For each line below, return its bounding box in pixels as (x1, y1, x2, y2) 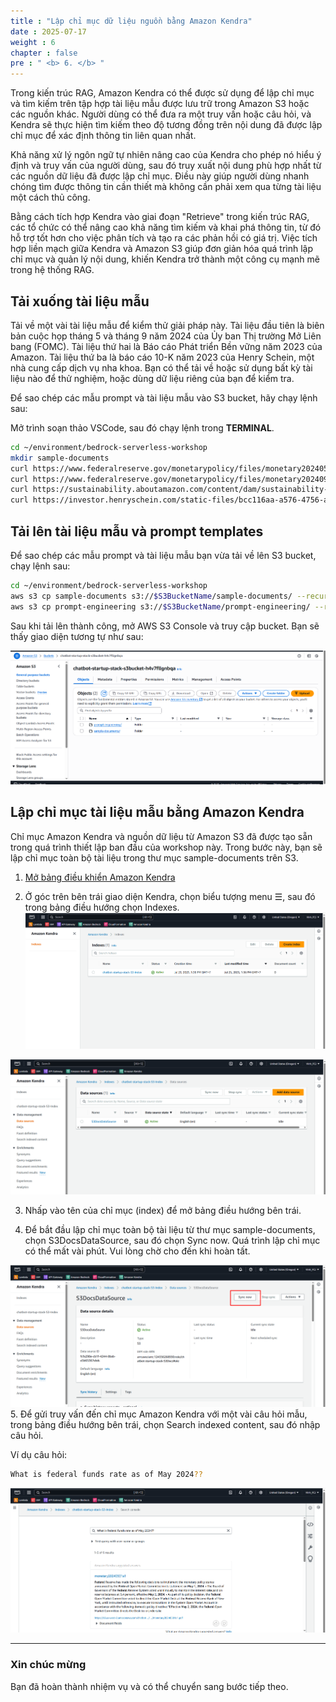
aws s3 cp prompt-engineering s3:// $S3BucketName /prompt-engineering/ (10, 601, 311, 612)
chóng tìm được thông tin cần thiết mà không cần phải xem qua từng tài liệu (10, 181, 322, 193)
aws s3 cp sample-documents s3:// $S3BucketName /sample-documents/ (10, 591, 293, 601)
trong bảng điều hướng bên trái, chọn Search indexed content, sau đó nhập (10, 1418, 321, 1430)
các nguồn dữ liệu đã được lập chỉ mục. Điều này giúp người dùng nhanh (10, 170, 310, 182)
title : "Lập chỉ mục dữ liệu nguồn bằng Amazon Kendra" (10, 16, 253, 26)
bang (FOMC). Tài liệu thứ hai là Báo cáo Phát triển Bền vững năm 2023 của (10, 340, 323, 352)
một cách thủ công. (10, 191, 91, 204)
